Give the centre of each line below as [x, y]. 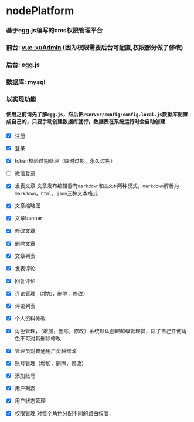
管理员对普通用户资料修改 [45, 351]
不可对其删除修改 [40, 338]
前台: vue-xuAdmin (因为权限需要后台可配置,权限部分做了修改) [95, 48]
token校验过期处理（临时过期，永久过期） [65, 161]
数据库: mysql [26, 82]
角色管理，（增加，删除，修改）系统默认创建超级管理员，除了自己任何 [98, 331]
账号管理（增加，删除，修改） [50, 363]
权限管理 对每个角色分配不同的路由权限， [64, 413]
